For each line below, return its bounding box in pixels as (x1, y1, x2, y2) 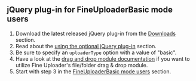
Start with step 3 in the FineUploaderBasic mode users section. (15, 68, 171, 75)
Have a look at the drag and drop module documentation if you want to (15, 55, 190, 62)
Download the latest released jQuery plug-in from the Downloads (15, 30, 176, 37)
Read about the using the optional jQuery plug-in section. (15, 42, 157, 49)
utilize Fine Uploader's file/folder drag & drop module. (15, 61, 148, 68)
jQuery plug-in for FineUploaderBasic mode (7, 5, 173, 15)
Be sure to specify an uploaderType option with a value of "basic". (15, 49, 177, 56)
